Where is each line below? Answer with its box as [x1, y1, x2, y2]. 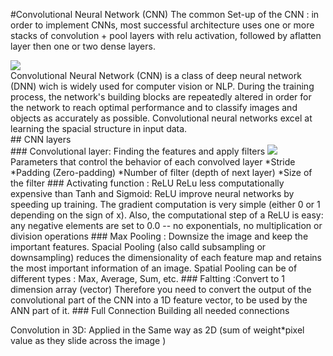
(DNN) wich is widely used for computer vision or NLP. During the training [10, 80, 315, 92]
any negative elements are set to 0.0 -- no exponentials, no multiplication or [10, 220, 323, 231]
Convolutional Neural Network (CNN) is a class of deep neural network [10, 70, 302, 81]
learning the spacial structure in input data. [10, 123, 188, 134]
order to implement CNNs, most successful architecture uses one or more [10, 19, 315, 31]
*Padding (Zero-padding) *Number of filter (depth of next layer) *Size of [10, 167, 313, 178]
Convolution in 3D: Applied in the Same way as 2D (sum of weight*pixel [10, 324, 305, 336]
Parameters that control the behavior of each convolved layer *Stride [10, 156, 296, 168]
